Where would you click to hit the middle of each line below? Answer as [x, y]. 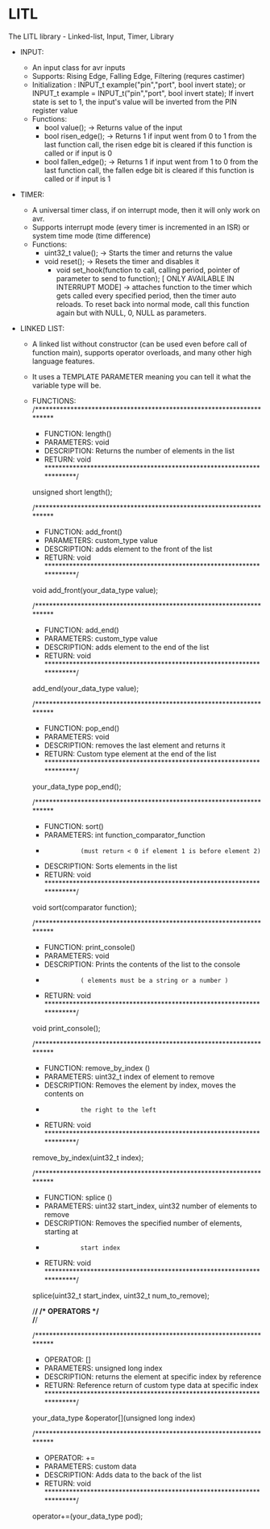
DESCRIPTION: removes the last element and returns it [135, 745]
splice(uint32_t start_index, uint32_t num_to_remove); [120, 1295]
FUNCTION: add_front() [83, 532]
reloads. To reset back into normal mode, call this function [153, 304]
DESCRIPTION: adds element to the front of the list [128, 549]
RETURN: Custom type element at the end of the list [130, 753]
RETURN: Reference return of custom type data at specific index [151, 1385]
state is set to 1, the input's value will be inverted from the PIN [135, 102]
